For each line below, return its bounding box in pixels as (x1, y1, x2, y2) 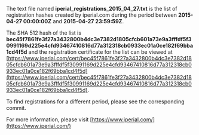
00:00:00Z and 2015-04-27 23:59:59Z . (23, 18, 124, 24)
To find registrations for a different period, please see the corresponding (6, 98, 185, 105)
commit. (6, 105, 26, 111)
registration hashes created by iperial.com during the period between (6, 11, 177, 19)
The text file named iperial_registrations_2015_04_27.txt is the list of (6, 5, 177, 12)
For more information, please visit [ (6, 116, 93, 123)
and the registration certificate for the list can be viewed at (28, 48, 173, 56)
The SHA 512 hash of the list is (6, 29, 82, 36)
